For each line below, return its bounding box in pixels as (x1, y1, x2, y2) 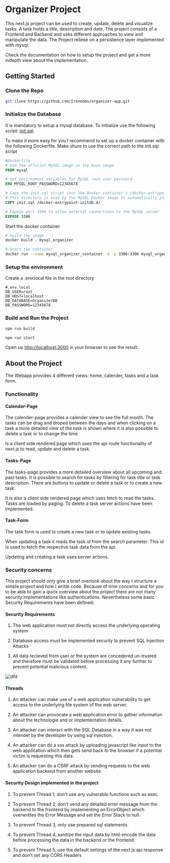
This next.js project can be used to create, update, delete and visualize (5, 20, 153, 26)
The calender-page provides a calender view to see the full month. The (5, 414, 154, 421)
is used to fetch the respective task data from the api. (5, 544, 117, 550)
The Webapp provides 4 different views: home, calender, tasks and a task (5, 372, 159, 379)
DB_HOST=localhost (5, 294, 44, 299)
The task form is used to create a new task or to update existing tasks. (5, 528, 152, 534)
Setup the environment (5, 263, 63, 270)
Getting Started (5, 72, 55, 81)
